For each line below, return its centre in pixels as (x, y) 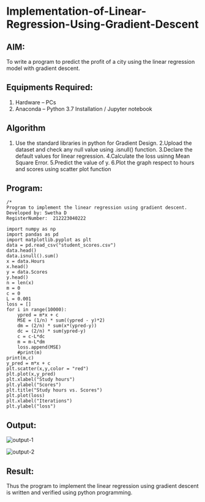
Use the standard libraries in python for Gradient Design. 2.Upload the (103, 143)
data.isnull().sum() (33, 256)
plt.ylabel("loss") (31, 406)
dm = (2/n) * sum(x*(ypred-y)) (57, 326)
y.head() (17, 277)
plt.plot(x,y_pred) (31, 374)
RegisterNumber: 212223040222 (46, 218)
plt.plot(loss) (26, 396)
